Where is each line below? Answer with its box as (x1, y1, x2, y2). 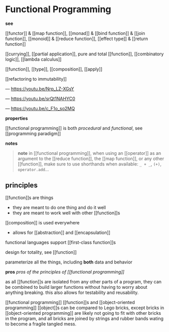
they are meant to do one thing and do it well (12, 204, 106, 210)
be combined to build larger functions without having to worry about (5, 284, 148, 290)
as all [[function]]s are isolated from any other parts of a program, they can (5, 278, 162, 285)
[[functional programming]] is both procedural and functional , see (5, 125, 143, 131)
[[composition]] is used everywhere (5, 219, 80, 225)
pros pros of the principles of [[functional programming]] (5, 269, 125, 275)
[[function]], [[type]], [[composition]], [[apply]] (5, 66, 103, 72)
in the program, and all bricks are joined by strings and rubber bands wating (5, 315, 163, 321)
